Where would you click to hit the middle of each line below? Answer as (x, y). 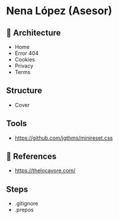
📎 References (31, 157)
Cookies (25, 59)
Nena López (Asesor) (59, 11)
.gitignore (26, 204)
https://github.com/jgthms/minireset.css (64, 138)
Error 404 (27, 53)
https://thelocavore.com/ (45, 170)
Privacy (24, 66)
